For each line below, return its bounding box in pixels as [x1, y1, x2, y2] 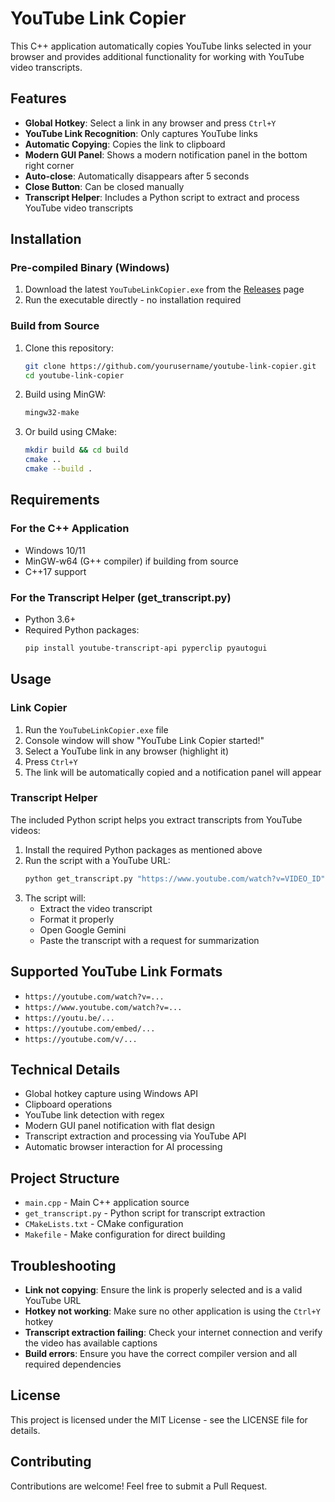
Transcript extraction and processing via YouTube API [24, 1130, 247, 1142]
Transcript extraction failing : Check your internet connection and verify [24, 1326, 323, 1338]
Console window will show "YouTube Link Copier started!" [24, 734, 265, 746]
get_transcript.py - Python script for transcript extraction [24, 1207, 266, 1219]
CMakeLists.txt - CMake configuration [24, 1218, 184, 1230]
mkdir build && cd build [24, 445, 129, 456]
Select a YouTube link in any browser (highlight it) [24, 745, 230, 757]
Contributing [10, 1453, 92, 1471]
